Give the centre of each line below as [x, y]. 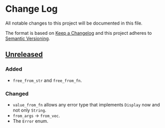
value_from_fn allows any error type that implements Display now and [86, 104]
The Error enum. [30, 121]
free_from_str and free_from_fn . [47, 80]
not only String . [29, 110]
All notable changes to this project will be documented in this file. [74, 23]
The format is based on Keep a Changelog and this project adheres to [79, 33]
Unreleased [24, 55]
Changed [17, 94]
